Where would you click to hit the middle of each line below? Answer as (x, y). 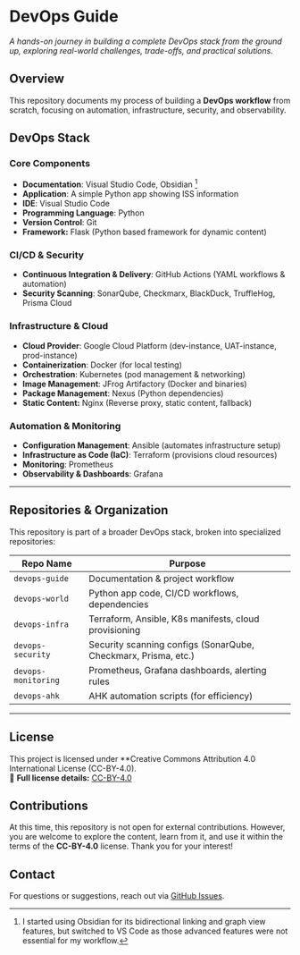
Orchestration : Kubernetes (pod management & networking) (133, 374)
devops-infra (42, 624)
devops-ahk (37, 696)
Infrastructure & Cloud (59, 326)
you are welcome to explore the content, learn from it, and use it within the (146, 837)
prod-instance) (50, 355)
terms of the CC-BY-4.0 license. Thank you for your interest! (121, 846)
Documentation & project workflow (162, 579)
